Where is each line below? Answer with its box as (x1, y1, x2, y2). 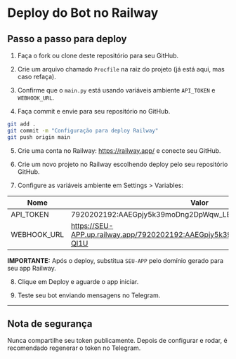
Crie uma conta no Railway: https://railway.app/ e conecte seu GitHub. (17, 146, 221, 155)
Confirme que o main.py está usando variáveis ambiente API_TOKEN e (17, 86, 216, 94)
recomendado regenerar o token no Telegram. (7, 344, 141, 352)
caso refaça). (17, 72, 56, 81)
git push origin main (7, 133, 71, 141)
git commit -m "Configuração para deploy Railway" (7, 127, 159, 134)
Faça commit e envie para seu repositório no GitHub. (17, 107, 171, 115)
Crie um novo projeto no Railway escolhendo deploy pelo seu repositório (17, 160, 228, 168)
